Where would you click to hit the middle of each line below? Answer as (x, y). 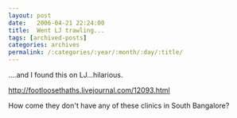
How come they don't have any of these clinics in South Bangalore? (119, 105)
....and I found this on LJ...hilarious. (66, 75)
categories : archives (44, 45)
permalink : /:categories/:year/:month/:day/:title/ (95, 52)
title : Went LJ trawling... (56, 30)
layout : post (30, 15)
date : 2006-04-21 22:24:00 (56, 23)
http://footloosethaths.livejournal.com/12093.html (89, 90)
